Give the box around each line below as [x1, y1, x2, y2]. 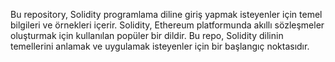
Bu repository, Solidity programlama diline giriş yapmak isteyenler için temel [10, 9, 323, 20]
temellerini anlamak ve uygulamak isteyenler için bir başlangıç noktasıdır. [10, 40, 310, 52]
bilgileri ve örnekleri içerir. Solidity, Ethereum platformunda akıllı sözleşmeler [10, 19, 325, 31]
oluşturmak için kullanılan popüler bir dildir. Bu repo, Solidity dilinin [10, 30, 284, 41]
